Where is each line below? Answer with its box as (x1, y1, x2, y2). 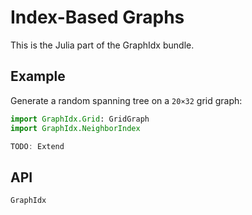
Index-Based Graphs (10, 6, 185, 29)
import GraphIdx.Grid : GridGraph (10, 114, 150, 124)
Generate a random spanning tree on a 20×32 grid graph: (10, 94, 243, 106)
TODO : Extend (10, 141, 65, 151)
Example (10, 68, 66, 85)
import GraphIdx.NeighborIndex (10, 123, 141, 133)
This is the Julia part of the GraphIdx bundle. (10, 39, 195, 51)
